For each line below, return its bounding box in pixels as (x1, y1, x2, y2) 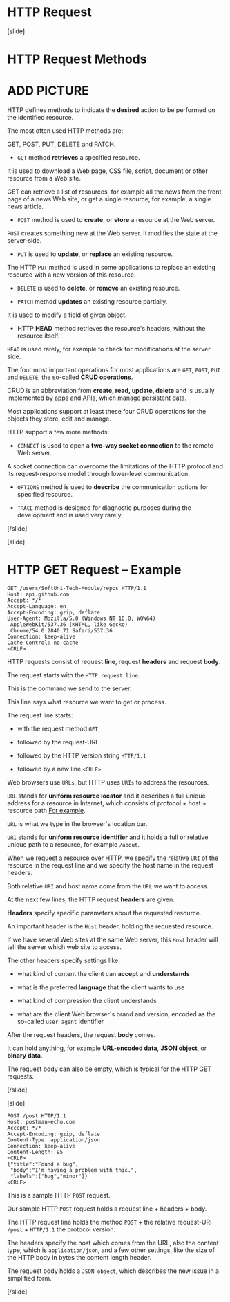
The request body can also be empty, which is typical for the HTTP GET (7, 1065, 212, 1073)
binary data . (7, 1052, 43, 1059)
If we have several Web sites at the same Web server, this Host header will (7, 935, 218, 944)
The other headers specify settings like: (7, 956, 120, 964)
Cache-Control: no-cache (7, 639, 79, 646)
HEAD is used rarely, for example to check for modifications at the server (7, 345, 211, 354)
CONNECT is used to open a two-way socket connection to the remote (17, 441, 214, 450)
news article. (7, 202, 44, 211)
